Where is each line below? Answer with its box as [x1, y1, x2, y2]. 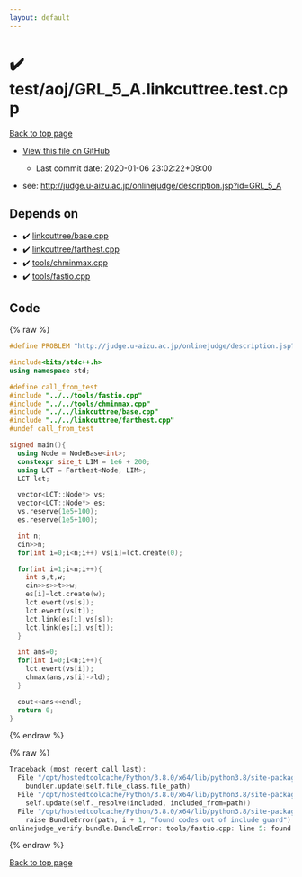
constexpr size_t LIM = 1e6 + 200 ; [17, 457, 151, 466]
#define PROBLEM [9, 342, 70, 351]
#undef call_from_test [9, 425, 94, 434]
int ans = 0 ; [17, 648, 58, 657]
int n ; [17, 532, 42, 541]
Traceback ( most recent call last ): [9, 765, 147, 774]
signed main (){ [9, 441, 67, 450]
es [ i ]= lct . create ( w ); [25, 590, 106, 599]
